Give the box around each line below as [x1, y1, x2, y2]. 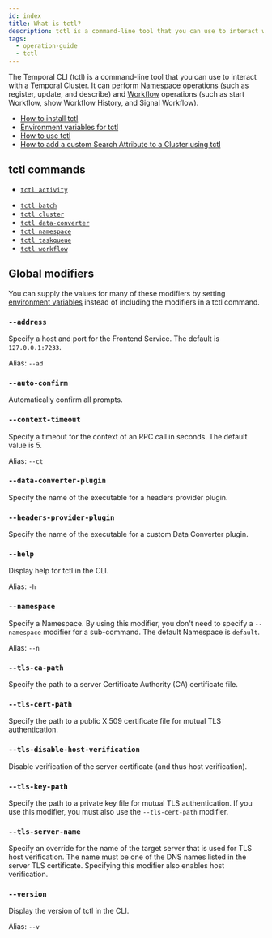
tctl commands [8, 163, 87, 177]
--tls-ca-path [8, 663, 64, 672]
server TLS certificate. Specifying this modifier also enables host [8, 861, 225, 871]
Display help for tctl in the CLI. [8, 566, 109, 576]
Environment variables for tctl [19, 123, 119, 132]
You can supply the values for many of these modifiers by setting [8, 288, 226, 298]
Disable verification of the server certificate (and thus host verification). [8, 761, 248, 772]
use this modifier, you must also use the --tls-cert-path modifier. [8, 806, 229, 816]
